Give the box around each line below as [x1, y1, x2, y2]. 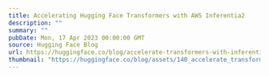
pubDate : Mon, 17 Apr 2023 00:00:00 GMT [8, 33, 146, 42]
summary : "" [8, 26, 48, 34]
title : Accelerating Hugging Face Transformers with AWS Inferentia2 [8, 11, 246, 20]
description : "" [8, 19, 62, 27]
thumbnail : [8, 56, 45, 64]
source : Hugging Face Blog [8, 41, 98, 49]
